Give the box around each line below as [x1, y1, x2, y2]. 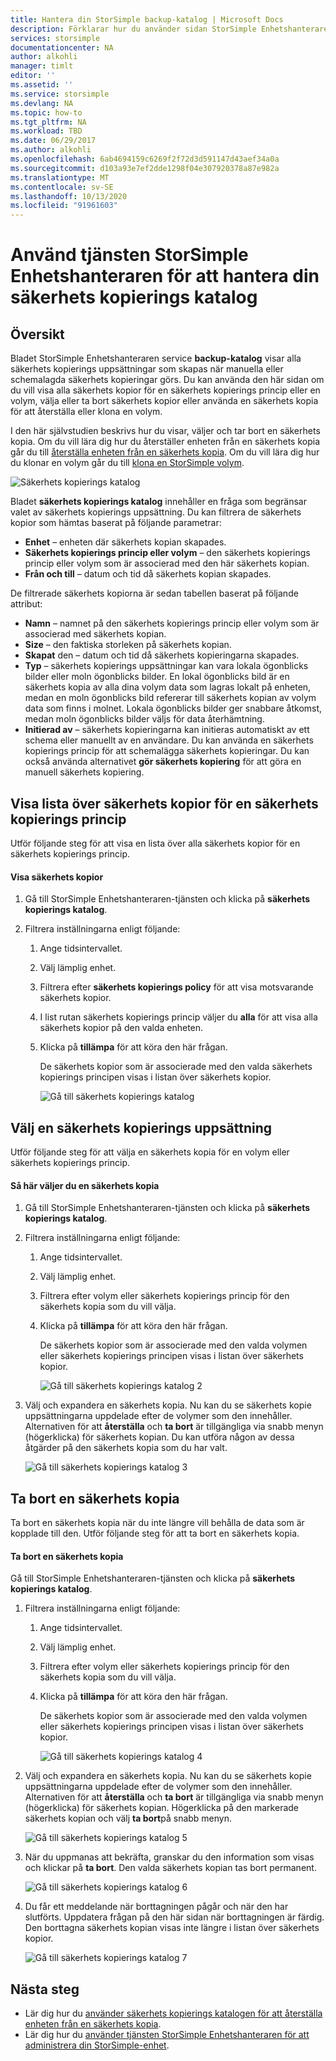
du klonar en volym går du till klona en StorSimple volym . [10, 457, 245, 469]
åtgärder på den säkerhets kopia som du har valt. [24, 1442, 228, 1454]
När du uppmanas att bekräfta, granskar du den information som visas [24, 1851, 315, 1863]
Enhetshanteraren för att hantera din [10, 265, 320, 288]
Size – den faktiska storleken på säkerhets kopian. [24, 639, 232, 651]
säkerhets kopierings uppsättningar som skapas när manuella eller [10, 363, 284, 375]
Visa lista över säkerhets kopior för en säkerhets [10, 795, 319, 812]
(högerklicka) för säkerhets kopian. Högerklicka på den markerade [24, 1802, 299, 1814]
